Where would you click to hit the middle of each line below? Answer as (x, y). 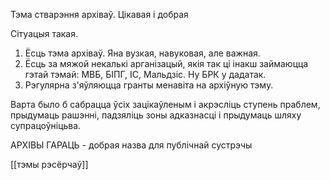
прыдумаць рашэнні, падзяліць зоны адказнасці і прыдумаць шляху (156, 115)
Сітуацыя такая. (44, 33)
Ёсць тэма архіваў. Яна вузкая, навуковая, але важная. (142, 53)
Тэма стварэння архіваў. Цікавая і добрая (99, 14)
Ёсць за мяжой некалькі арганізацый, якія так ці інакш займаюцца (166, 63)
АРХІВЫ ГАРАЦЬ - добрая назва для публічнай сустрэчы (131, 145)
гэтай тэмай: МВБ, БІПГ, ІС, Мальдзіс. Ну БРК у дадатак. (145, 74)
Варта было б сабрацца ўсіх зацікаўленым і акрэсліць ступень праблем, (165, 104)
